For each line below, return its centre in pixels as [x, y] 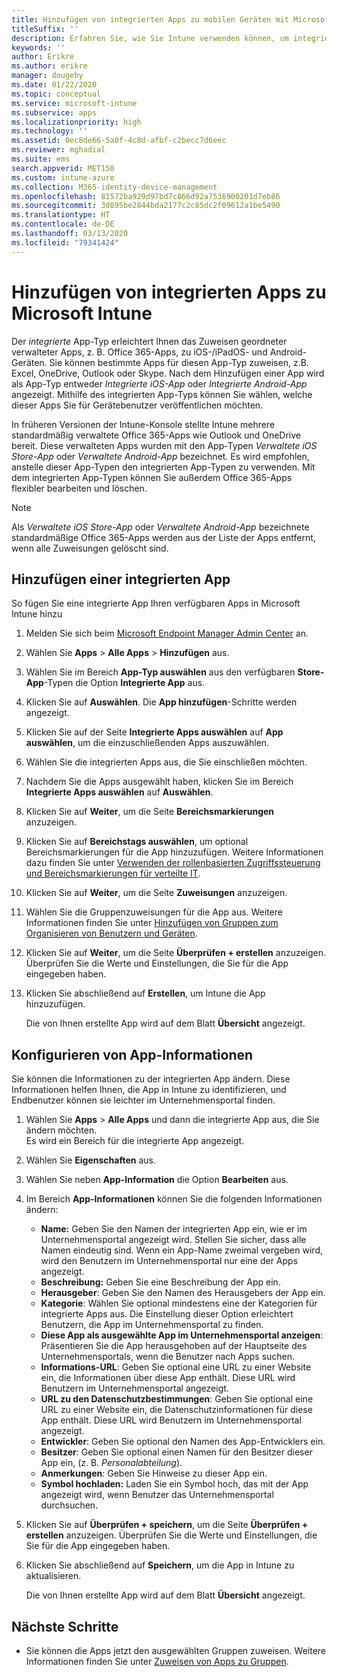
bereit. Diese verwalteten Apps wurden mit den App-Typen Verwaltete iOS [164, 445]
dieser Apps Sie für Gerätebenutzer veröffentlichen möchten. [137, 405]
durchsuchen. [69, 1505]
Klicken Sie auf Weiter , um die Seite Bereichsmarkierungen [150, 812]
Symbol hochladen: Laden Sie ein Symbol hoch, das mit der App [174, 1484]
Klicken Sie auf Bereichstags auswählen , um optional [137, 842]
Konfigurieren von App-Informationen [132, 1054]
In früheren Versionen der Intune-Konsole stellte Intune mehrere [143, 424]
